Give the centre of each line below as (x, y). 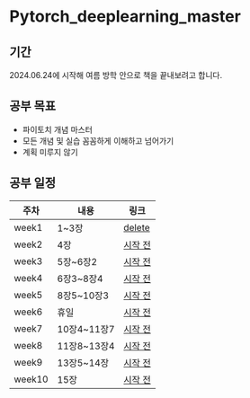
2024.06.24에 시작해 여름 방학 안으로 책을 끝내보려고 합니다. (116, 75)
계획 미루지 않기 (50, 152)
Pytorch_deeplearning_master (125, 17)
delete (137, 227)
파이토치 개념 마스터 (57, 129)
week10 (31, 379)
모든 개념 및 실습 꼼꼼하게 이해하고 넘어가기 (98, 140)
